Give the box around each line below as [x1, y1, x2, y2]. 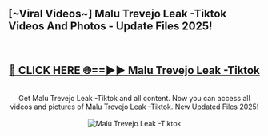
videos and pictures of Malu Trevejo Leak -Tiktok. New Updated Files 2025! [10, 102, 259, 111]
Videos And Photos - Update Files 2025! [8, 20, 213, 33]
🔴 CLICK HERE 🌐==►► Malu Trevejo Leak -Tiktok [9, 64, 260, 77]
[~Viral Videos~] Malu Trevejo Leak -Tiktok [8, 7, 226, 21]
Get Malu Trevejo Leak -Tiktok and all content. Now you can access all [18, 93, 250, 103]
